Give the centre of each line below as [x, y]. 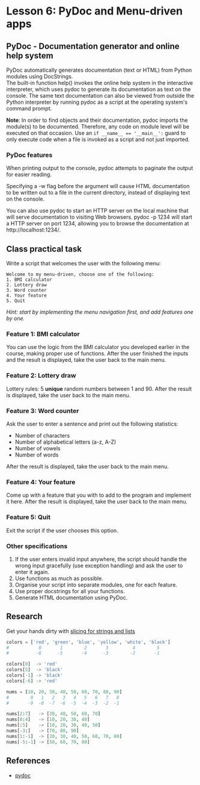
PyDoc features [29, 155]
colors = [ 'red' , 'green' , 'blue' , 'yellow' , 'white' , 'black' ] [88, 642]
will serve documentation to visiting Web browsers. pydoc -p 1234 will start [99, 217]
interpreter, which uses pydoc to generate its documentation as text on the [98, 89]
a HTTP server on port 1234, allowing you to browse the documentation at [98, 224]
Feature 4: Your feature [41, 482]
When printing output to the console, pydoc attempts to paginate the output [100, 168]
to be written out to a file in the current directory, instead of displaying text [98, 193]
